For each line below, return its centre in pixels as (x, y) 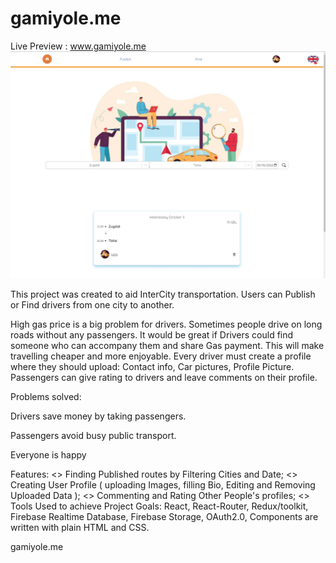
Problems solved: (46, 397)
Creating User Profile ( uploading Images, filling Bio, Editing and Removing (163, 485)
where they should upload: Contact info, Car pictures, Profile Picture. (152, 367)
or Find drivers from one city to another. (92, 305)
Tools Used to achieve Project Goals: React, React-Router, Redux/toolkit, (159, 506)
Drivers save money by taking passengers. (98, 416)
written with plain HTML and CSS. (80, 528)
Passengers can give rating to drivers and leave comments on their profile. (164, 378)
